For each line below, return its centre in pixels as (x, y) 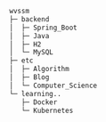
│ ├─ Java (29, 36)
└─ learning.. (36, 94)
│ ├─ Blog (29, 77)
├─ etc (21, 61)
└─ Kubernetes (47, 110)
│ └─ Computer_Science (53, 85)
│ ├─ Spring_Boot (43, 28)
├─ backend (29, 19)
